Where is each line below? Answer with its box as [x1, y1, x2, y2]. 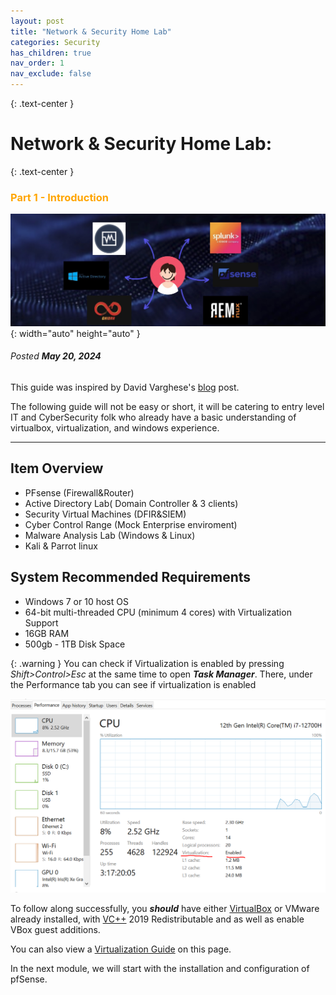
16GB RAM [24, 627, 70, 639]
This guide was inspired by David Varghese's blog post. [10, 381, 240, 394]
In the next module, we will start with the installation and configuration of [10, 963, 310, 975]
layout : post [10, 16, 65, 26]
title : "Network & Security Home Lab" [10, 26, 172, 37]
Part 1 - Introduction [10, 190, 110, 204]
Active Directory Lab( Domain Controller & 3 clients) [24, 497, 239, 509]
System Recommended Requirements [10, 569, 252, 586]
